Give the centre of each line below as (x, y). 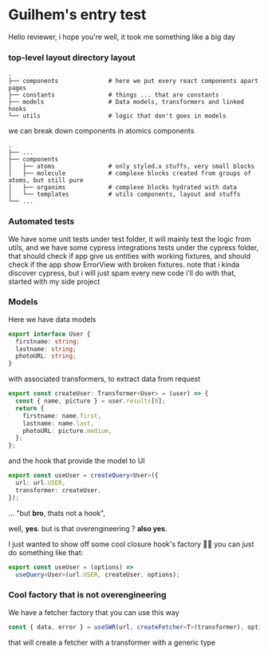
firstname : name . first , (62, 416)
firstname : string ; (48, 341)
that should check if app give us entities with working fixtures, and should (130, 256)
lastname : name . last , (58, 423)
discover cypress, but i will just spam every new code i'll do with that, (122, 272)
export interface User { (49, 334)
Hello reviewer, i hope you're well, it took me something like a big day (122, 37)
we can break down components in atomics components (101, 131)
